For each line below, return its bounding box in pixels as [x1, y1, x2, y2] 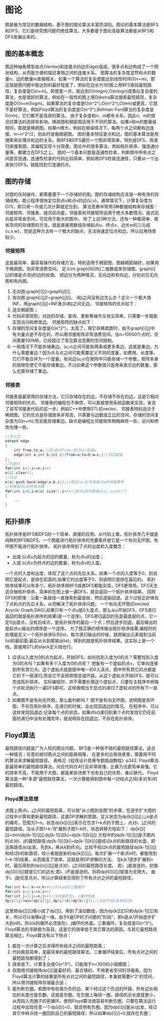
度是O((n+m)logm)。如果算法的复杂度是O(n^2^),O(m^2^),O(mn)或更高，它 [5, 100, 154, 106]
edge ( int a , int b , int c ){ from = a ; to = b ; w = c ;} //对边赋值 [14, 452, 123, 457]
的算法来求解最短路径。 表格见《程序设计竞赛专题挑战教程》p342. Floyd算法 [5, 757, 159, 763]
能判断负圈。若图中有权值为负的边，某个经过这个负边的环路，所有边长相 [12, 986, 158, 992]
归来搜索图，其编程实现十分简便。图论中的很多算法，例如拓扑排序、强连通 [5, 143, 155, 149]
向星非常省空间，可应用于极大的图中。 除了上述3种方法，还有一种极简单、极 [5, 216, 159, 222]
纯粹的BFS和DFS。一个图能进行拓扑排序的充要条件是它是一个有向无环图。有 [5, 537, 159, 543]
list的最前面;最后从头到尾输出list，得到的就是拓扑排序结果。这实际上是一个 [5, 638, 155, 644]
